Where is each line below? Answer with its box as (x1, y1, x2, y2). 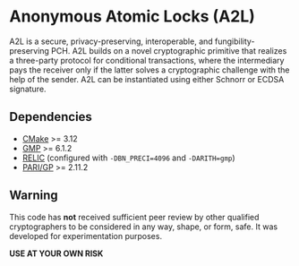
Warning (9, 188, 58, 203)
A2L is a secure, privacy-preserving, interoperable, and (9, 36, 213, 47)
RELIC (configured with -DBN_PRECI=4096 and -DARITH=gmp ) (21, 152, 235, 163)
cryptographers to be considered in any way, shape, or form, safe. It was (9, 221, 278, 232)
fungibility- (214, 36, 255, 47)
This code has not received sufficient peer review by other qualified (9, 211, 260, 222)
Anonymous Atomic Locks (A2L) (9, 6, 255, 27)
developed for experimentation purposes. (9, 230, 163, 241)
